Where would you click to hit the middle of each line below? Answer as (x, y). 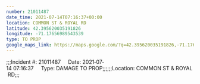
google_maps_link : (29, 45)
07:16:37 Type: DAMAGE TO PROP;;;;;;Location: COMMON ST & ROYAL (103, 68)
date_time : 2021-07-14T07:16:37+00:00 (54, 17)
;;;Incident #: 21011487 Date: (44, 62)
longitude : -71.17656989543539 (45, 34)
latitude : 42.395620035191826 (44, 28)
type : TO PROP (24, 39)
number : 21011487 (28, 12)
